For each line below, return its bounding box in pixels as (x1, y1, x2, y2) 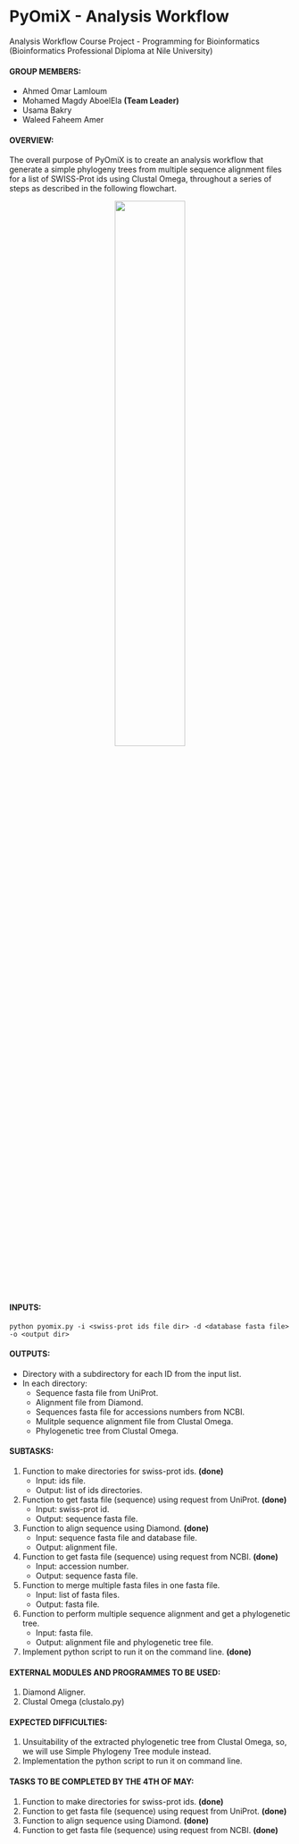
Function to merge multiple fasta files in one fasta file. (21, 1579, 220, 1590)
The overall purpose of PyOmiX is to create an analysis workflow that (9, 155, 264, 166)
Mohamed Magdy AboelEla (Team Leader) (21, 96, 180, 106)
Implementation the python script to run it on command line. (21, 1755, 243, 1766)
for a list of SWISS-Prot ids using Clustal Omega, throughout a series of (9, 174, 272, 184)
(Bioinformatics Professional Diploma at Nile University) (9, 45, 213, 55)
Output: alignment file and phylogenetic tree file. (35, 1636, 214, 1647)
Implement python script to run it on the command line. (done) (21, 1646, 252, 1657)
